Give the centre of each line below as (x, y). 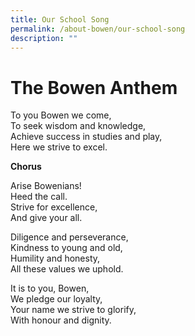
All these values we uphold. (67, 269)
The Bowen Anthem (94, 87)
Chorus (26, 167)
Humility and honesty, (55, 258)
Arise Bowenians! (46, 186)
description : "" (44, 38)
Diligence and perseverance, (69, 237)
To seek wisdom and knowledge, (78, 126)
